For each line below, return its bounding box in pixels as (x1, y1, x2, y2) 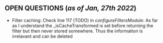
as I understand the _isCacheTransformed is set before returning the (12, 22, 153, 28)
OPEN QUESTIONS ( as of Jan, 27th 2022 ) (5, 4, 136, 12)
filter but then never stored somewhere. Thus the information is (12, 27, 143, 34)
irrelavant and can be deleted (12, 33, 73, 39)
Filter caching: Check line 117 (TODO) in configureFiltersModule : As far (12, 17, 158, 23)
